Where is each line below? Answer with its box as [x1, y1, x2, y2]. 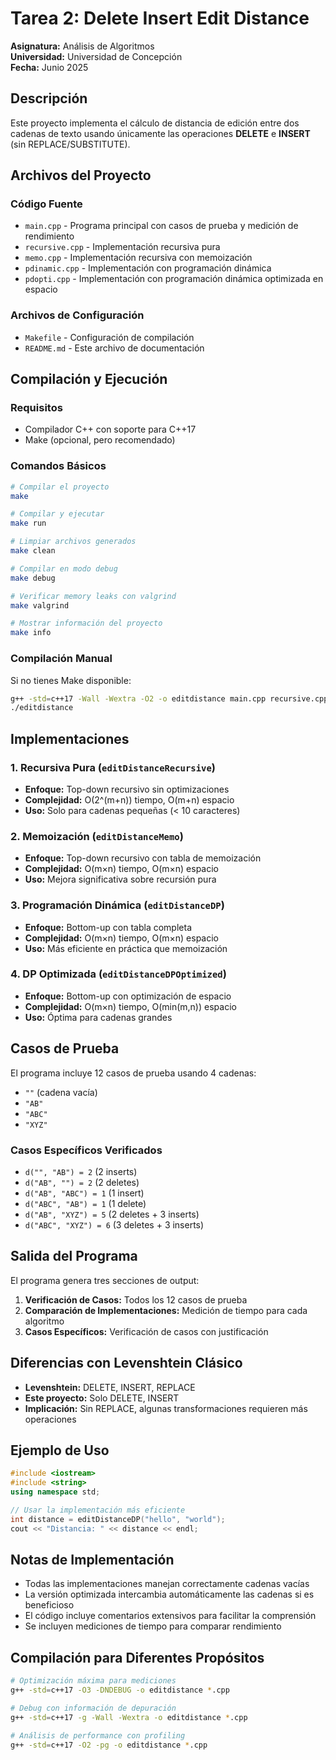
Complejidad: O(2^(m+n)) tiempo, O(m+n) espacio [24, 793, 235, 806]
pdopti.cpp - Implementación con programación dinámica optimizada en [24, 273, 324, 285]
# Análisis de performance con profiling [10, 1730, 186, 1741]
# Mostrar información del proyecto [10, 618, 163, 629]
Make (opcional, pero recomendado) [24, 434, 176, 446]
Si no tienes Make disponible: [10, 674, 132, 686]
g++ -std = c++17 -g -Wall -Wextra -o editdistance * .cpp [10, 1712, 248, 1722]
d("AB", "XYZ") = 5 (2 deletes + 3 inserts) [24, 1208, 200, 1220]
